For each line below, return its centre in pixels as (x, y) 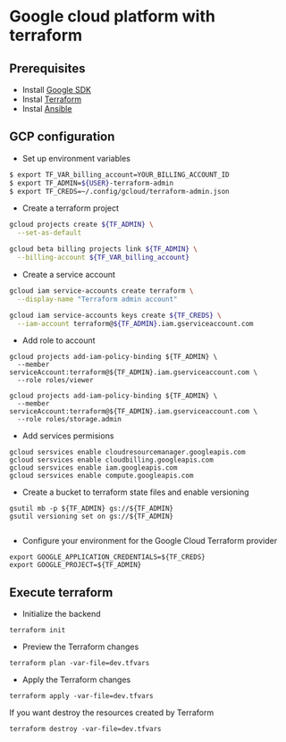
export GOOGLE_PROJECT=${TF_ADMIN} (76, 565)
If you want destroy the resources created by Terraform (112, 713)
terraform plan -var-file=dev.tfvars (80, 663)
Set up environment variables (76, 158)
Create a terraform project (70, 208)
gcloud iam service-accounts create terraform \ (101, 291)
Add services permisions (68, 436)
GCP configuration (62, 137)
